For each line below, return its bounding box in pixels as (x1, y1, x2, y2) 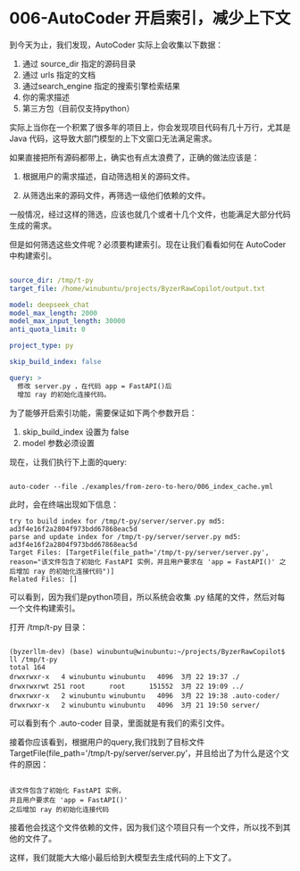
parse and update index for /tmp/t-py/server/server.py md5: (9, 532, 242, 541)
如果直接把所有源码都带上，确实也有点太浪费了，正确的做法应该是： (9, 152, 260, 162)
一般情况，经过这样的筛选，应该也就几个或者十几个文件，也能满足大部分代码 (9, 209, 291, 220)
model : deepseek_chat (9, 300, 90, 309)
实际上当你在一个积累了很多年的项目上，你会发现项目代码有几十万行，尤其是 (9, 121, 291, 132)
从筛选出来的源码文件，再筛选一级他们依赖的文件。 (21, 189, 211, 201)
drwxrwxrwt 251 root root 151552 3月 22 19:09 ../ (9, 682, 244, 691)
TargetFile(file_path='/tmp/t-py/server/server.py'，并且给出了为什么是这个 (9, 747, 282, 759)
